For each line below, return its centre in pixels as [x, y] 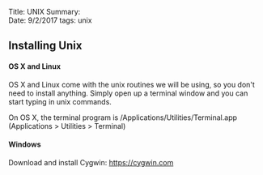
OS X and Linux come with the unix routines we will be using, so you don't [131, 84]
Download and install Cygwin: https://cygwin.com [91, 162]
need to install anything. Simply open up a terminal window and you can [128, 93]
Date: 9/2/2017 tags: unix [50, 20]
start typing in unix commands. [60, 101]
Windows [25, 144]
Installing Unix [45, 46]
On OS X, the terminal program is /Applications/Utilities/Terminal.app [123, 117]
